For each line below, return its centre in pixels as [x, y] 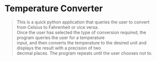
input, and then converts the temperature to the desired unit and [81, 42]
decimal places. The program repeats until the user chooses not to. [84, 53]
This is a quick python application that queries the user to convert [83, 22]
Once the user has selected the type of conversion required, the [81, 32]
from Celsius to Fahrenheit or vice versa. [58, 27]
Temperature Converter [54, 9]
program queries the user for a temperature [61, 38]
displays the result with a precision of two [59, 48]
